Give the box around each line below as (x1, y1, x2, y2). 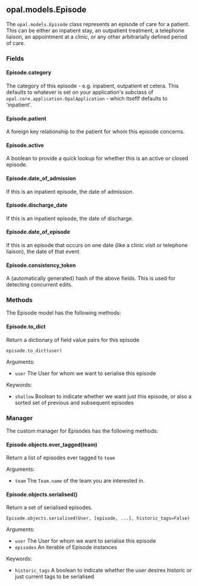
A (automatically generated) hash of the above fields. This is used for (6, 275, 176, 282)
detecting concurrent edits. (6, 281, 73, 288)
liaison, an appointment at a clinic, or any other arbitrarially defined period (6, 33, 187, 40)
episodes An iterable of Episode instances (14, 544, 117, 551)
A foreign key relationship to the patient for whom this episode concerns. (6, 128, 185, 136)
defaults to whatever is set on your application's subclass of (6, 89, 153, 96)
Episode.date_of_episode (6, 228, 70, 235)
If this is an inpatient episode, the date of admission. (6, 188, 134, 195)
